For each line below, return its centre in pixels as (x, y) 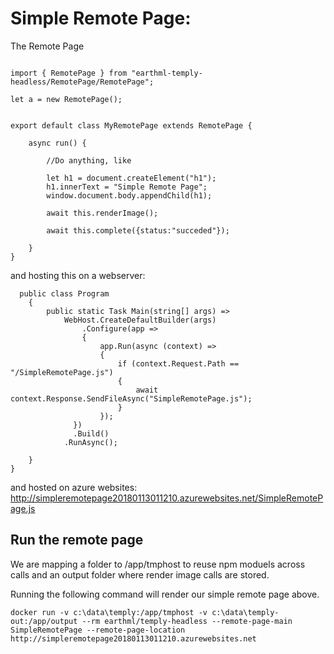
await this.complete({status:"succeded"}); (138, 230)
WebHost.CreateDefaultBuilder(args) (140, 320)
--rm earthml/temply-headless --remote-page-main (187, 621)
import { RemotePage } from (69, 73)
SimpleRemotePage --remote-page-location (98, 630)
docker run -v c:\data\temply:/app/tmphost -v (109, 612)
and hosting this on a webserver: (78, 275)
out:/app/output (44, 621)
